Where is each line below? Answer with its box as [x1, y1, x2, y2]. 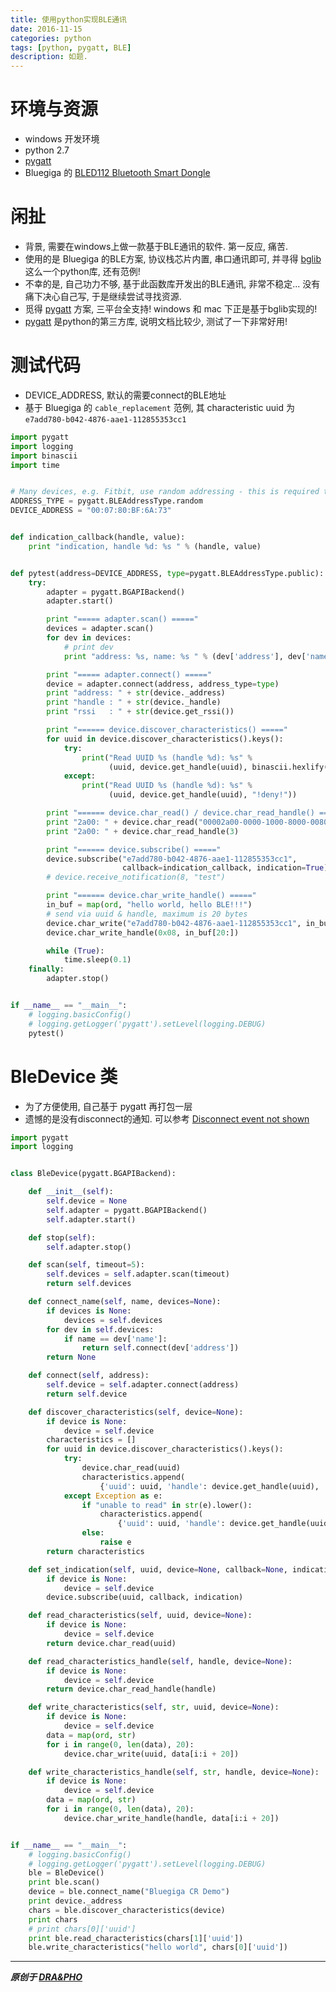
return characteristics [46, 1546, 145, 1556]
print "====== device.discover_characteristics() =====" [46, 725, 288, 735]
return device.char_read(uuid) [46, 1638, 177, 1648]
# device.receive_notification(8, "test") [46, 872, 226, 883]
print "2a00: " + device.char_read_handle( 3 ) [46, 826, 240, 836]
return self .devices [46, 1279, 132, 1289]
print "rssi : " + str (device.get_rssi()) [46, 707, 235, 717]
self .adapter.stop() [46, 1242, 132, 1252]
